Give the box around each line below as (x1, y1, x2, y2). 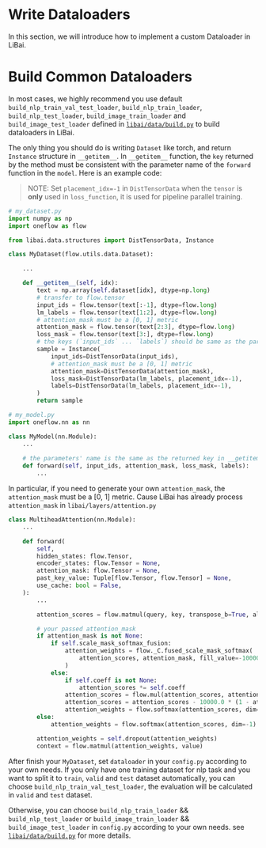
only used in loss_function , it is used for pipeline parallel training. (27, 191, 243, 201)
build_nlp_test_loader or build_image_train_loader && (8, 813, 190, 823)
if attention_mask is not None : (36, 632, 144, 640)
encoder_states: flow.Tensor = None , (36, 559, 161, 567)
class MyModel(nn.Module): (8, 433, 97, 441)
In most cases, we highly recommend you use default (8, 93, 183, 104)
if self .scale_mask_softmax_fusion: (50, 639, 172, 648)
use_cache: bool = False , (36, 581, 123, 589)
